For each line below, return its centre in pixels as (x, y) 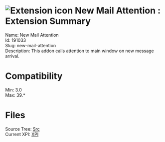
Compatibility (34, 76)
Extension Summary (48, 21)
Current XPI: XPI (22, 134)
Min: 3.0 (14, 90)
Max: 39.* (15, 95)
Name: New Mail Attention (32, 35)
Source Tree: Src (22, 129)
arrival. (12, 56)
